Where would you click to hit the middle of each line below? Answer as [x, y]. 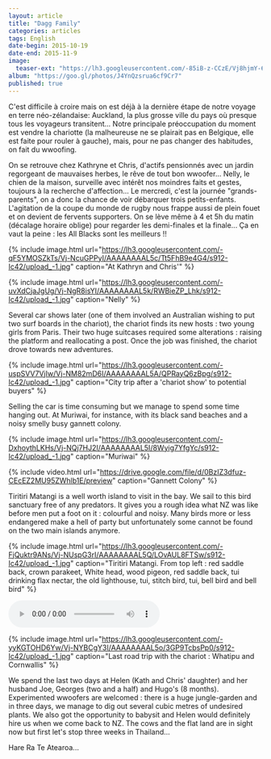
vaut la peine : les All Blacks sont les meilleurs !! [88, 233]
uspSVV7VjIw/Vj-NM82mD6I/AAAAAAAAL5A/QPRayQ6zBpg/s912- [120, 373]
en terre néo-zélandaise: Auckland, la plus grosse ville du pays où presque [133, 115]
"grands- [242, 191]
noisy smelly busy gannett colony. [65, 423]
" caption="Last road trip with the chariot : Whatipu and [162, 656]
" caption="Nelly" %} [105, 299]
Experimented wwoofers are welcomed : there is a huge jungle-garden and [133, 697]
